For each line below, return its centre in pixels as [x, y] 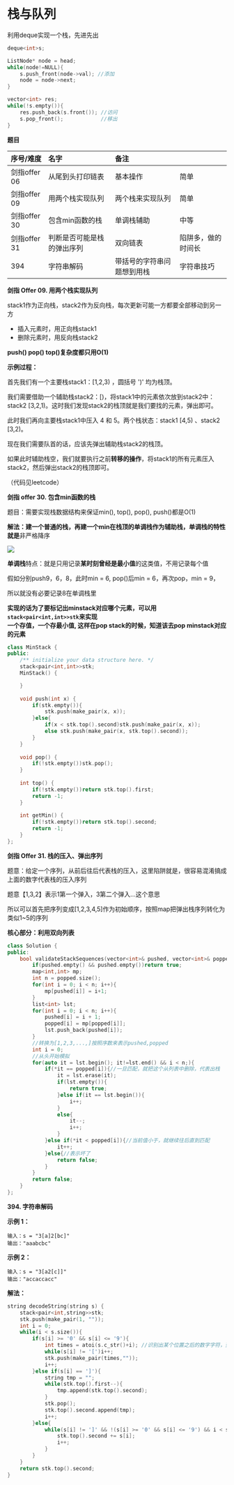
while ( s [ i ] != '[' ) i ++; [79, 1352]
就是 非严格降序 [29, 535]
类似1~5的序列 [28, 917]
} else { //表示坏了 [67, 1153]
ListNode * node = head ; [42, 61]
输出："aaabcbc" [29, 1243]
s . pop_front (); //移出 [69, 119]
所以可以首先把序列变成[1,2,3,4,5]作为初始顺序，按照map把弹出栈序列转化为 [116, 909]
